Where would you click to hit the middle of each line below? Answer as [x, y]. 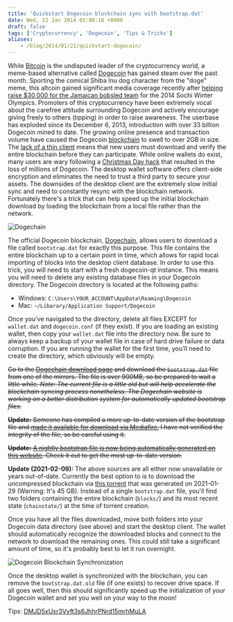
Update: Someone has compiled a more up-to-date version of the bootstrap [116, 420]
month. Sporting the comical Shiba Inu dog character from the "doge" [107, 80]
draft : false [27, 26]
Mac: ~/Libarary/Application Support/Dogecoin [86, 305]
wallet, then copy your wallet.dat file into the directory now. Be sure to [110, 334]
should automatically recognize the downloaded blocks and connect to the [114, 534]
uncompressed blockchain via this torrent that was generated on [100, 483]
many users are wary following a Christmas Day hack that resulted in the [112, 162]
